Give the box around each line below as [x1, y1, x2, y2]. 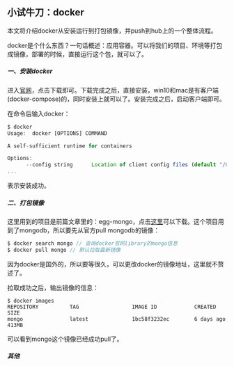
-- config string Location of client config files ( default [25, 161, 217, 168]
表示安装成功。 [7, 182, 50, 190]
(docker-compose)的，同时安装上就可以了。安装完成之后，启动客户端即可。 [7, 95, 226, 103]
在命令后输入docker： [7, 109, 70, 118]
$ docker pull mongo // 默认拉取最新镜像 [7, 246, 120, 253]
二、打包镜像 [7, 198, 44, 207]
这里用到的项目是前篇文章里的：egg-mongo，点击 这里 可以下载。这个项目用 [7, 218, 224, 225]
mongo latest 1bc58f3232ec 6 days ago [7, 315, 226, 322]
